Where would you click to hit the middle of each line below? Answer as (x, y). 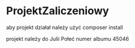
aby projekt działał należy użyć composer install (65, 27)
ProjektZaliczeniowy (58, 11)
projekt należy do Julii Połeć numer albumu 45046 (67, 39)
